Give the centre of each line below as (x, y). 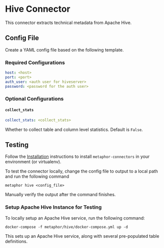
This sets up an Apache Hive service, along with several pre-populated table (82, 236)
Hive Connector (38, 9)
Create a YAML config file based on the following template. (64, 50)
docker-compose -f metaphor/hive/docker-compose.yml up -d (67, 227)
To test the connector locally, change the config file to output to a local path (82, 171)
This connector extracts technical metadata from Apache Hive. (69, 23)
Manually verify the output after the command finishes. (60, 195)
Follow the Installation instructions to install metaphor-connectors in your (77, 157)
